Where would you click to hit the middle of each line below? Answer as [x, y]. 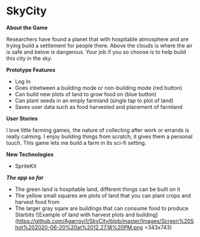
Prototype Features [31, 69]
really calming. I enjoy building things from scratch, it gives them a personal [99, 136]
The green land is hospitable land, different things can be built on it [98, 189]
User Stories [22, 118]
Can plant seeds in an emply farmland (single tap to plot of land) [94, 101]
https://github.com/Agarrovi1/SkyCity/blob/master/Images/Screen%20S [106, 221]
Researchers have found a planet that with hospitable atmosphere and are [97, 39]
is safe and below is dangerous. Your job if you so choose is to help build [96, 51]
